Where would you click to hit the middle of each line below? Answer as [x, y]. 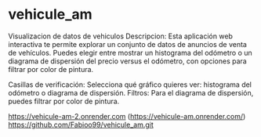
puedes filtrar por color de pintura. [64, 101]
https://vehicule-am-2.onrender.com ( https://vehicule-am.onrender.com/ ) [127, 116]
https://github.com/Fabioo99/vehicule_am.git [81, 124]
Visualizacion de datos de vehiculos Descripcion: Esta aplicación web [121, 36]
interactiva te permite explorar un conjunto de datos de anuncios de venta [127, 44]
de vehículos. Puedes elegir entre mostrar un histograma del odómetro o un [130, 52]
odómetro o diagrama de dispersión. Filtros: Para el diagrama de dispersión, [131, 92]
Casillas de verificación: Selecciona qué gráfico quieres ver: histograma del [130, 85]
